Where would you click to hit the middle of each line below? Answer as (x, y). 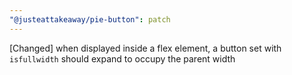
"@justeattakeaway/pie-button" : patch (90, 19)
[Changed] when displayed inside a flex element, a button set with (145, 48)
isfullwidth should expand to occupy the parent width (122, 58)
